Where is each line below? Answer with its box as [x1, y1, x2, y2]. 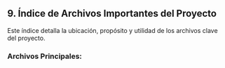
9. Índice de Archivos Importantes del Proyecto [7, 8, 217, 20]
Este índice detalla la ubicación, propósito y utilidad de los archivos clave [7, 26, 219, 34]
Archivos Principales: [7, 51, 83, 61]
